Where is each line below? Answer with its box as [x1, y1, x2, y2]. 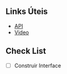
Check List [5, 46, 46, 56]
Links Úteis [5, 7, 48, 17]
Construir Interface [14, 61, 61, 69]
